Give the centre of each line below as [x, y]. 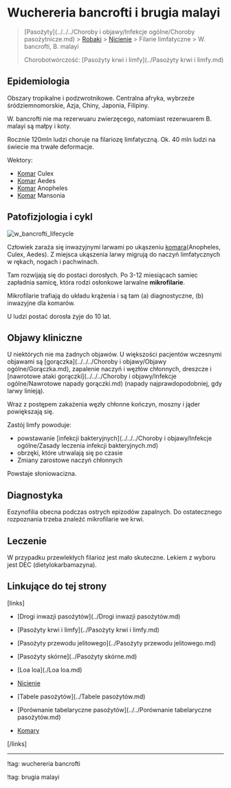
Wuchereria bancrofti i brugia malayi [114, 13]
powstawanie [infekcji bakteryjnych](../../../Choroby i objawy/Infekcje [114, 438]
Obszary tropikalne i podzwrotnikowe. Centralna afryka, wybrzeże [101, 98]
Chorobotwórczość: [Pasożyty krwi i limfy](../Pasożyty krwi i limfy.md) [124, 59]
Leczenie [27, 541]
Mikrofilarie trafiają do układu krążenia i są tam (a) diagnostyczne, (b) [106, 295]
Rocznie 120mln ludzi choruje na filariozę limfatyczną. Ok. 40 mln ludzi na [111, 139]
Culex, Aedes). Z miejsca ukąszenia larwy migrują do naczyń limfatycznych [114, 254]
